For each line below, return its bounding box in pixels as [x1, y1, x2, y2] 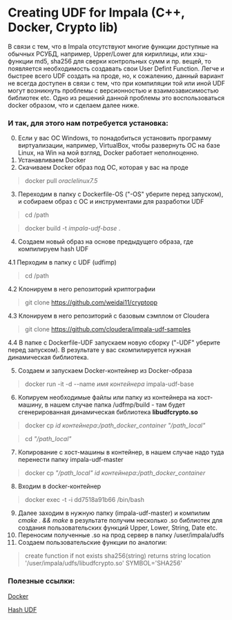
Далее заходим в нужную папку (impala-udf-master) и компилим [17, 509, 210, 517]
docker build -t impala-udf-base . [24, 224, 121, 233]
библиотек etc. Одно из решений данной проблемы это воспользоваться [8, 93, 225, 101]
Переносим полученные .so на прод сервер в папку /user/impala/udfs [17, 531, 224, 539]
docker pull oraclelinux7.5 [24, 177, 98, 185]
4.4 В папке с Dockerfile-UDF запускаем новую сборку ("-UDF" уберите [8, 338, 220, 347]
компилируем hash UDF [17, 245, 89, 253]
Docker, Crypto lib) [8, 19, 118, 35]
